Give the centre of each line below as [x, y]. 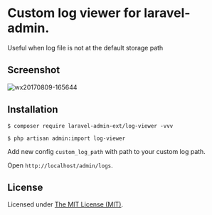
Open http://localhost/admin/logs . [60, 165]
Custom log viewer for [74, 13]
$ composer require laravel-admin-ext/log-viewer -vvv [90, 126]
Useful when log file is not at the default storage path [85, 48]
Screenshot [34, 70]
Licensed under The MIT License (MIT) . [65, 204]
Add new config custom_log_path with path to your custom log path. [107, 151]
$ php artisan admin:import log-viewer [67, 138]
